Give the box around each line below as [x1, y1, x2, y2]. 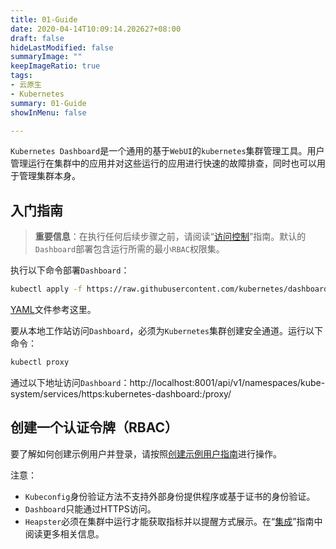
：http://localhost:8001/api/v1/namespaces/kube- [120, 376, 326, 388]
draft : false [10, 33, 65, 43]
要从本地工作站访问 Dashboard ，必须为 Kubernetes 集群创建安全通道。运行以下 [10, 325, 324, 337]
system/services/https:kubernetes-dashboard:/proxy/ [10, 387, 232, 400]
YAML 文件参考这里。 [10, 304, 97, 316]
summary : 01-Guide [10, 98, 87, 108]
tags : [10, 71, 33, 81]
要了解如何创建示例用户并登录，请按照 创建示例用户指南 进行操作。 [10, 447, 282, 460]
